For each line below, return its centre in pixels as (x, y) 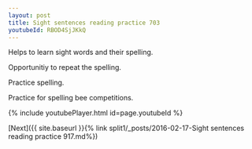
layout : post (30, 15)
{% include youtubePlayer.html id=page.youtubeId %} (96, 113)
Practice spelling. (36, 82)
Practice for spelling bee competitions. (71, 98)
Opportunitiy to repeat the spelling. (65, 67)
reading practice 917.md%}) (53, 136)
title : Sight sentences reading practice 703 (84, 23)
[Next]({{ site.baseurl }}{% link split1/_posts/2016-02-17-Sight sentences (126, 128)
